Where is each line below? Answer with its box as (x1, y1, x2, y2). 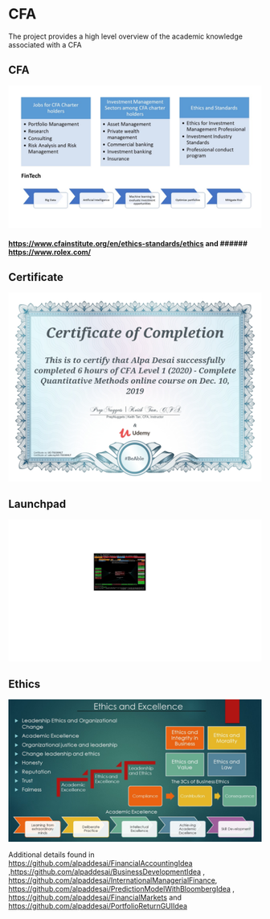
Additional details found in (8, 850, 95, 859)
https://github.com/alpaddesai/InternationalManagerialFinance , (8, 876, 218, 885)
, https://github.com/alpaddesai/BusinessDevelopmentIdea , (8, 867, 206, 877)
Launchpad (8, 497, 67, 511)
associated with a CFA (8, 39, 82, 49)
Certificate (8, 270, 64, 284)
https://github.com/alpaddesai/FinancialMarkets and (8, 892, 182, 902)
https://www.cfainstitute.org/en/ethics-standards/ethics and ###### (8, 238, 247, 248)
